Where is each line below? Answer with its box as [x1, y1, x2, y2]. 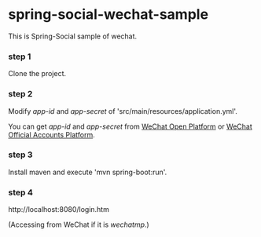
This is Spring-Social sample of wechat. [8, 31, 138, 41]
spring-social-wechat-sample [8, 5, 209, 24]
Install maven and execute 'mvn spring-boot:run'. [8, 167, 167, 177]
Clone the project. [8, 69, 67, 78]
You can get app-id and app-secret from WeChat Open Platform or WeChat [8, 122, 253, 131]
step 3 [8, 149, 33, 160]
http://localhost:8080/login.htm [8, 205, 110, 214]
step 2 [8, 89, 33, 100]
